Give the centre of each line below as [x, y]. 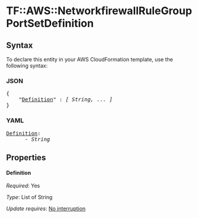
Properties [26, 157]
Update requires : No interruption [46, 209]
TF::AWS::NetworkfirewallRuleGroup [99, 11]
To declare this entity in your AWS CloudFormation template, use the [90, 59]
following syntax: [27, 66]
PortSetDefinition [50, 23]
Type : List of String [29, 197]
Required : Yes [23, 186]
